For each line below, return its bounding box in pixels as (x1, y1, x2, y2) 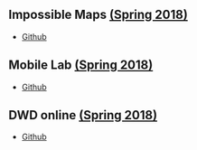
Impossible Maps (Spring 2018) (8, 7, 189, 23)
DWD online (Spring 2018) (8, 108, 158, 123)
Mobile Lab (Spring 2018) (8, 58, 154, 73)
